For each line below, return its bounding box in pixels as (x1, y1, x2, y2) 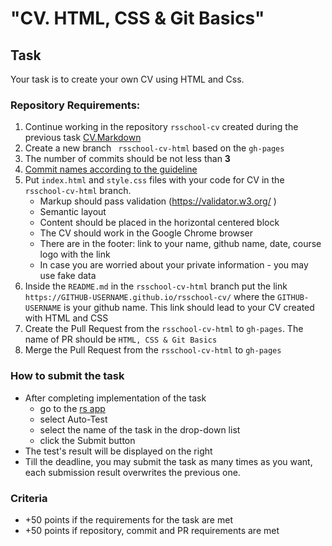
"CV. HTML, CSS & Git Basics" (10, 7, 265, 30)
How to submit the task (10, 369, 125, 383)
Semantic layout (39, 206, 107, 218)
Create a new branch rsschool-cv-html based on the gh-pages (24, 142, 285, 154)
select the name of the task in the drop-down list (39, 423, 241, 436)
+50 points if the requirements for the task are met (24, 513, 233, 526)
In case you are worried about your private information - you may (39, 259, 309, 271)
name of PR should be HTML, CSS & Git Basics (24, 333, 218, 346)
